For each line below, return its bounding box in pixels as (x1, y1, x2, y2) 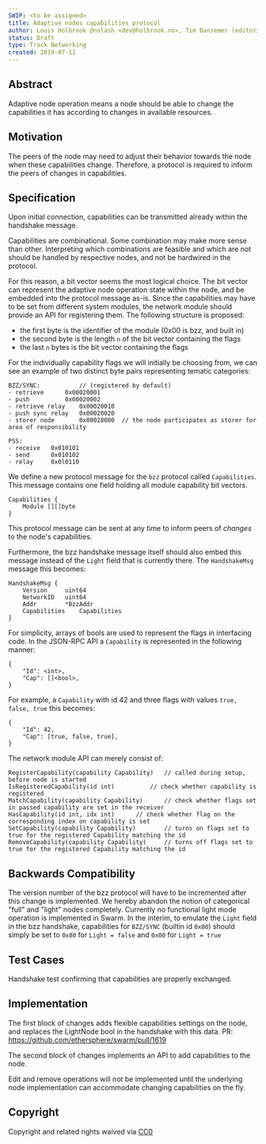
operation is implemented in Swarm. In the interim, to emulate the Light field (8, 913, 257, 923)
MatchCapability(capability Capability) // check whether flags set (8, 797, 257, 805)
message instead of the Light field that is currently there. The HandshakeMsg (8, 556, 254, 566)
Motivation (8, 130, 63, 144)
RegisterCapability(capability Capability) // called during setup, (8, 769, 246, 777)
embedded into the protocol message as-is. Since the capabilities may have (8, 294, 256, 303)
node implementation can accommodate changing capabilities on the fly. (8, 1082, 245, 1092)
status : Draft (8, 33, 55, 42)
